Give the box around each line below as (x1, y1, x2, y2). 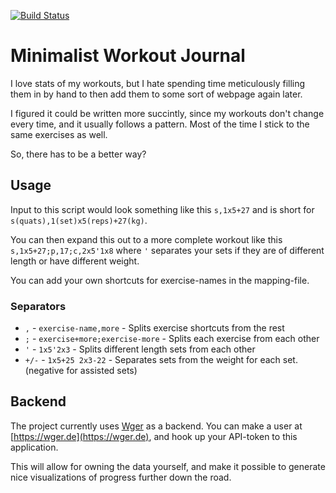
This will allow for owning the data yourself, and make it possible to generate (10, 460, 326, 472)
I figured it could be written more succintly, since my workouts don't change (10, 107, 325, 119)
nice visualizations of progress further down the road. (10, 471, 232, 483)
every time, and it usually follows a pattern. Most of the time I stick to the (10, 118, 310, 130)
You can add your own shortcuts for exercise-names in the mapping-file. (10, 274, 310, 286)
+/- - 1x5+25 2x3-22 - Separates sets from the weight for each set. (24, 354, 298, 366)
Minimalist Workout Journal (10, 45, 246, 67)
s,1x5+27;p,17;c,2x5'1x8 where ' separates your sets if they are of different (10, 244, 325, 256)
